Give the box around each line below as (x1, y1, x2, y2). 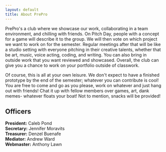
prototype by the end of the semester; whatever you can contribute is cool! (5, 77, 159, 83)
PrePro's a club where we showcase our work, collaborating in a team (5, 25, 148, 31)
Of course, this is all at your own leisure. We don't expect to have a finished (5, 72, 160, 78)
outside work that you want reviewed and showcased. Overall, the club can (5, 57, 159, 63)
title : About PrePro (5, 12, 48, 17)
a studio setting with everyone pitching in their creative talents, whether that (5, 47, 161, 52)
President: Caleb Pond (5, 120, 52, 126)
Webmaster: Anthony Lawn (5, 142, 62, 148)
